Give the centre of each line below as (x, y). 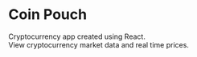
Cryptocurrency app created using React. (77, 36)
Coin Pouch (47, 15)
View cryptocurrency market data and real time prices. (98, 44)
